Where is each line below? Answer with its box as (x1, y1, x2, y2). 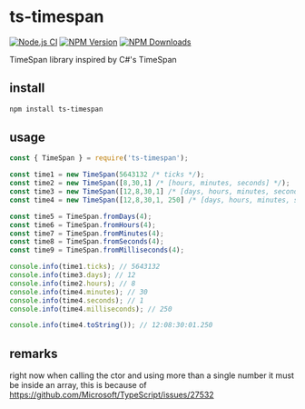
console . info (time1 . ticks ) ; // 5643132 (9, 262, 161, 272)
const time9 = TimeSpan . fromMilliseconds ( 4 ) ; (9, 245, 184, 255)
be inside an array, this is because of (9, 380, 147, 391)
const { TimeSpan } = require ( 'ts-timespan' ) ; (9, 154, 189, 163)
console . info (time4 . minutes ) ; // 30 (9, 287, 148, 296)
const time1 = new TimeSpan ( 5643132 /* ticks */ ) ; (9, 170, 205, 179)
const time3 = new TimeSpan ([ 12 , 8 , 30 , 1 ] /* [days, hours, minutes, (9, 187, 271, 196)
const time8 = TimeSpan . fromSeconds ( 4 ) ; (9, 237, 165, 246)
